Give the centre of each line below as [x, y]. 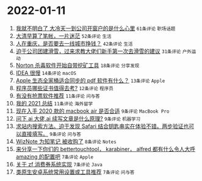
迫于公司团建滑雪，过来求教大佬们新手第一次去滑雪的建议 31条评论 [98, 51]
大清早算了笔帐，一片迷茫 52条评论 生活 [63, 36]
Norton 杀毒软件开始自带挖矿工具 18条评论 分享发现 [78, 65]
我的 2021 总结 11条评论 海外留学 [54, 103]
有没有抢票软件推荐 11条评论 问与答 [58, 96]
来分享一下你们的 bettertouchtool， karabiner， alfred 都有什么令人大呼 [106, 149]
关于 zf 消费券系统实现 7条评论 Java [59, 164]
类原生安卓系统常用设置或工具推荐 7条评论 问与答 [75, 172]
